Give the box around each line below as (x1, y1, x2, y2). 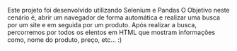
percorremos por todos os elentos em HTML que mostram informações (7, 28, 216, 36)
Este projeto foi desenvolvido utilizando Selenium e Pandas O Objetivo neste (7, 6, 230, 14)
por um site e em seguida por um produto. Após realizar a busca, (7, 21, 197, 29)
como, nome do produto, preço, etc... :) (7, 36, 122, 44)
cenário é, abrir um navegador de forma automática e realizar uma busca (7, 13, 221, 22)
